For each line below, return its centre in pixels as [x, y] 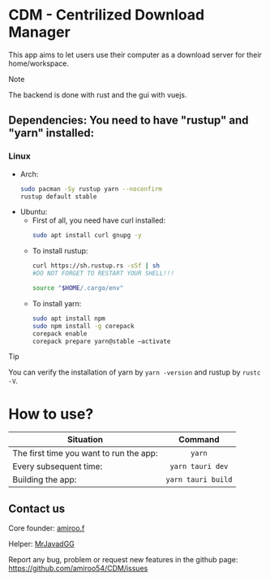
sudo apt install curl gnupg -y [87, 236]
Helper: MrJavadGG [41, 544]
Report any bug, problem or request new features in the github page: [123, 560]
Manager [39, 32]
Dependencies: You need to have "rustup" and [129, 121]
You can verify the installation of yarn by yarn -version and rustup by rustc [135, 372]
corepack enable [60, 334]
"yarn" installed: [51, 133]
